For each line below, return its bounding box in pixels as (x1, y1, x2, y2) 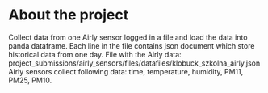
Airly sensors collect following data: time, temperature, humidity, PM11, (8, 66, 244, 76)
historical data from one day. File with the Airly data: (8, 49, 182, 59)
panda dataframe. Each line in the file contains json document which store (8, 40, 255, 50)
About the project (8, 6, 129, 24)
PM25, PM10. (8, 75, 52, 85)
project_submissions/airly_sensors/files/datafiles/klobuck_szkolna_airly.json (8, 58, 261, 68)
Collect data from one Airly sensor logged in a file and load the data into (8, 32, 248, 42)
